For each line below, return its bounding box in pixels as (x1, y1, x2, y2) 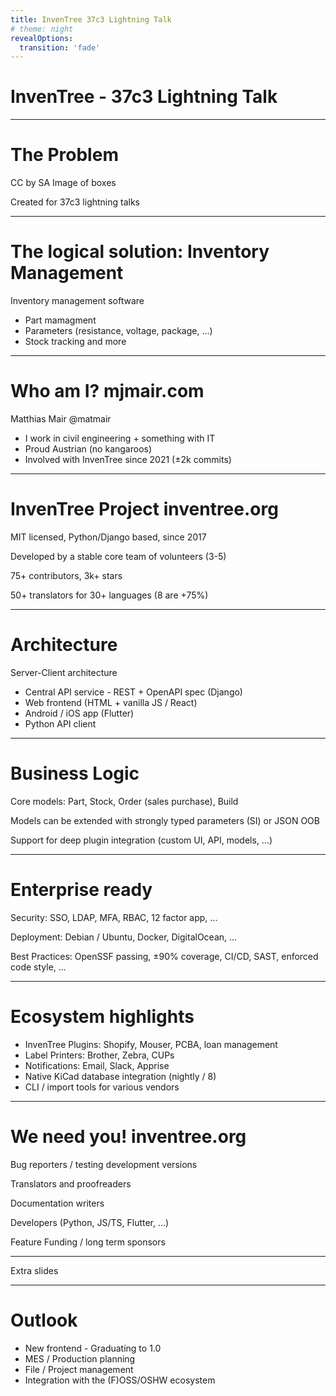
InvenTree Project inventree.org (10, 498, 279, 521)
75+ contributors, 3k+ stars (10, 569, 123, 581)
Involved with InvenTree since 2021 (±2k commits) (24, 454, 232, 465)
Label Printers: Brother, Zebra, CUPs (24, 1049, 175, 1061)
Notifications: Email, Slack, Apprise (24, 1059, 170, 1071)
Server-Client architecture (10, 666, 118, 678)
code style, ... (10, 961, 67, 973)
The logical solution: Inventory (10, 241, 270, 263)
